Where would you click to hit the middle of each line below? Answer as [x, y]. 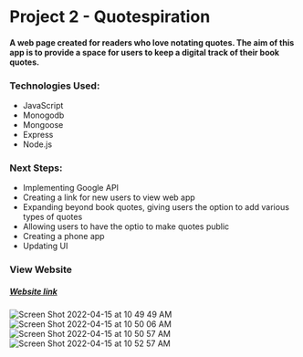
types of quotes [52, 217]
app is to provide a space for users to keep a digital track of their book [145, 52]
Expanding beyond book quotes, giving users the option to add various [156, 207]
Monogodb [43, 115]
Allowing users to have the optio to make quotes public [126, 226]
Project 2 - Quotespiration [110, 17]
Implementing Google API [71, 188]
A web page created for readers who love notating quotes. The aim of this [152, 42]
